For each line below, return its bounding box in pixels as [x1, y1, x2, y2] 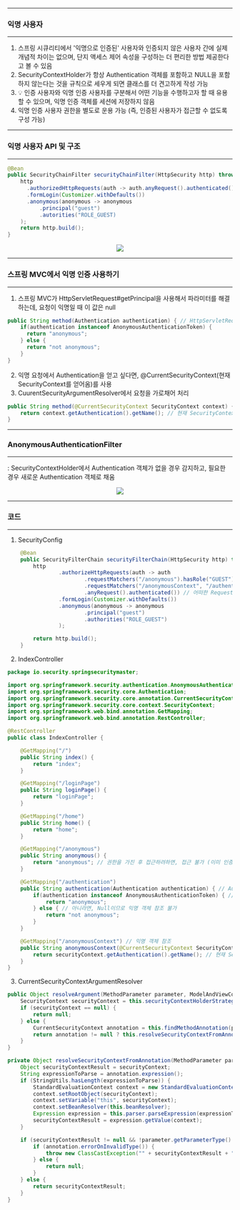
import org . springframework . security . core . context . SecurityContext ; [7, 701, 216, 709]
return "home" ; [33, 826, 79, 833]
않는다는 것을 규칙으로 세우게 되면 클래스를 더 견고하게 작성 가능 [31, 79, 209, 88]
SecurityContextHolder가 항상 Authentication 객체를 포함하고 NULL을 [17, 71, 217, 79]
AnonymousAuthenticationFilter [7, 440, 123, 450]
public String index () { [20, 754, 94, 761]
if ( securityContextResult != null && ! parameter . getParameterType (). [20, 1136, 235, 1144]
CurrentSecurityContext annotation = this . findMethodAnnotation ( [33, 1024, 232, 1031]
